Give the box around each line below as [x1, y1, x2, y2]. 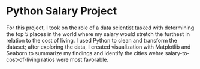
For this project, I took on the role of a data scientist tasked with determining [6, 24, 195, 31]
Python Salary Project [6, 4, 117, 18]
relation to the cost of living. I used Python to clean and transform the [6, 37, 178, 44]
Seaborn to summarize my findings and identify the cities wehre [6, 49, 164, 56]
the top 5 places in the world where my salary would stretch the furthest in [6, 30, 190, 37]
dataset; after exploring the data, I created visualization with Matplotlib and [6, 43, 191, 50]
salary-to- [165, 49, 190, 56]
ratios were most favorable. [41, 56, 109, 63]
